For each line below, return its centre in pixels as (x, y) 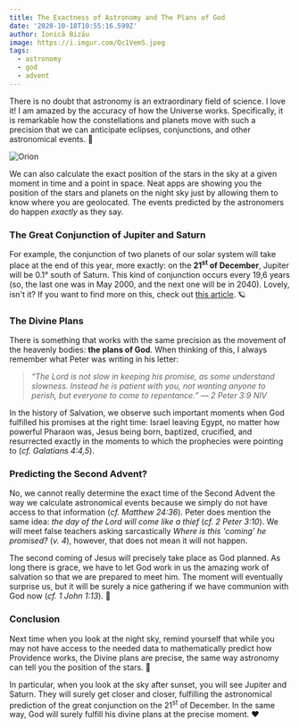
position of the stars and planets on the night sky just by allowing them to (144, 192)
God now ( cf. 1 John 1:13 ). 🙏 (60, 596)
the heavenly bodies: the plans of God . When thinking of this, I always (138, 350)
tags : (19, 51)
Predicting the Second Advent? (79, 473)
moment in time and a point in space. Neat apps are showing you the (136, 183)
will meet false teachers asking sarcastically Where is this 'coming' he (138, 531)
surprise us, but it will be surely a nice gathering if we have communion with (149, 587)
